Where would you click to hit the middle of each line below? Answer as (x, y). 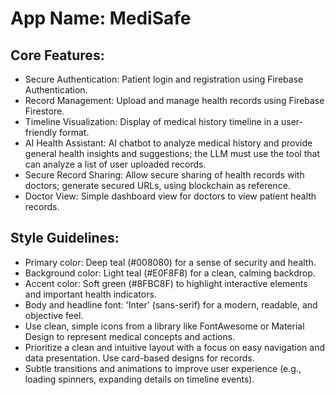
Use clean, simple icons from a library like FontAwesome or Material (164, 326)
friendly (41, 132)
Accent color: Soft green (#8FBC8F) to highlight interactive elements (166, 283)
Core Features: (57, 55)
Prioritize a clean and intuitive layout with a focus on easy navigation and (175, 347)
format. (74, 132)
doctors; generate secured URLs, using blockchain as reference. (157, 185)
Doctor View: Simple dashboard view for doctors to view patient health (170, 196)
